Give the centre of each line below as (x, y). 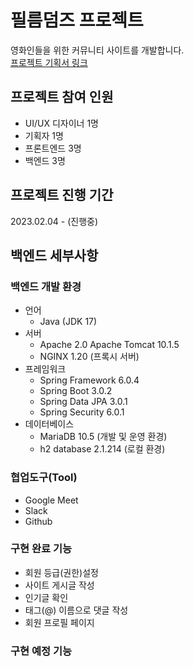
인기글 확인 (46, 597)
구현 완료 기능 (41, 549)
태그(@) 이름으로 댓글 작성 (76, 610)
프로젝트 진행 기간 (62, 195)
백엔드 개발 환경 (46, 286)
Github (38, 521)
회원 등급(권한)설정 (61, 572)
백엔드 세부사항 (54, 255)
